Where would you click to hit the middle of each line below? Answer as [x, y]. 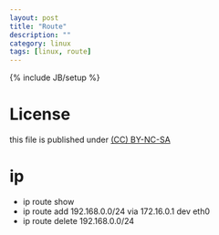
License [40, 114]
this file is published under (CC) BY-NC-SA [90, 140]
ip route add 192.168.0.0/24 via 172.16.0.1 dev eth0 [116, 211]
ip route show [48, 202]
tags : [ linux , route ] [51, 52]
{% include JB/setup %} [55, 77]
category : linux [40, 43]
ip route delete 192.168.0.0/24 [78, 221]
